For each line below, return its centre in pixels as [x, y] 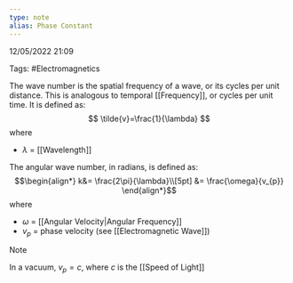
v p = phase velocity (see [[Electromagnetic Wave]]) [116, 232]
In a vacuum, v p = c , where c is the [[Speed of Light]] [107, 268]
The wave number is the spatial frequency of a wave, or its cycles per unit [144, 85]
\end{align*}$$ [149, 190]
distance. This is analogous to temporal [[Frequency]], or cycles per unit [141, 95]
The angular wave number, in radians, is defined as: [104, 166]
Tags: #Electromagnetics [55, 69]
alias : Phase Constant [51, 26]
